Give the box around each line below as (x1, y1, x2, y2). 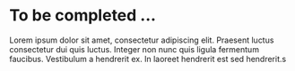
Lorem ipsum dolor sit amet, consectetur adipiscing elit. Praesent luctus (9, 35, 274, 45)
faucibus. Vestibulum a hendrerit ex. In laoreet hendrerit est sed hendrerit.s (9, 53, 287, 64)
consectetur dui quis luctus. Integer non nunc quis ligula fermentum (9, 43, 260, 54)
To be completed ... (9, 5, 157, 26)
